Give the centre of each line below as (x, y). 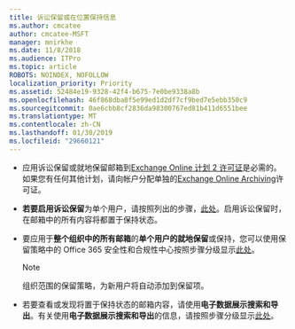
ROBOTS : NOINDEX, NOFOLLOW (59, 75)
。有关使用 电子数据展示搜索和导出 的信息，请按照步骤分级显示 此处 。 (154, 315)
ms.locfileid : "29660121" (57, 141)
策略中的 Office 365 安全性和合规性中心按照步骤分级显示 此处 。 (144, 249)
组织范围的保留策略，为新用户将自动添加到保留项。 (115, 286)
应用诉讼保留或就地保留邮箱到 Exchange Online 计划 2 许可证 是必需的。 (151, 167)
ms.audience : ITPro (45, 59)
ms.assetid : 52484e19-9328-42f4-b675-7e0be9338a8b (105, 91)
